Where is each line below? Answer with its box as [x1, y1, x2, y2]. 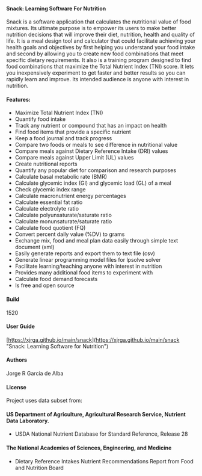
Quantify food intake [14, 116, 66, 123]
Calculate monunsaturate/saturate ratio [14, 218, 112, 225]
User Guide [6, 323, 35, 330]
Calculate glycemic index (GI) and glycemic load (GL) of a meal [14, 179, 171, 187]
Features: [6, 96, 31, 103]
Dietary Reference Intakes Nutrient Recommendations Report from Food [14, 457, 194, 465]
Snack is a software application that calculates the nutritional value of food [6, 18, 191, 25]
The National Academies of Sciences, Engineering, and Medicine [6, 444, 172, 451]
